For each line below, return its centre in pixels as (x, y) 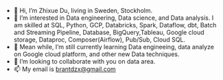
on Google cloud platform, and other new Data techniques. (96, 54)
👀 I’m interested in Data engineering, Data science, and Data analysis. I (114, 18)
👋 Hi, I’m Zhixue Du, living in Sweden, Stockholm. (83, 11)
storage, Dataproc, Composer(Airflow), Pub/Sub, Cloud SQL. (99, 40)
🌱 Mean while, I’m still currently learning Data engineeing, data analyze (114, 47)
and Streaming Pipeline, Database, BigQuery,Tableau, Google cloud (109, 32)
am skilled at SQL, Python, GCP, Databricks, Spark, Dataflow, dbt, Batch (115, 25)
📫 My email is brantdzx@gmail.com (65, 69)
